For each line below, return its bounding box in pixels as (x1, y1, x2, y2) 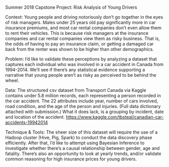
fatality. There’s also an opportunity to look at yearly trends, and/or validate (5, 151, 161, 156)
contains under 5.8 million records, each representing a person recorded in (5, 93, 161, 98)
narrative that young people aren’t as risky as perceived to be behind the (5, 72, 156, 78)
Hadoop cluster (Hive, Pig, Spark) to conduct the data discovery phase (5, 135, 152, 140)
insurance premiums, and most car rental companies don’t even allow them (5, 25, 161, 31)
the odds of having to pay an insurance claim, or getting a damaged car (5, 41, 154, 47)
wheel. (5, 78, 19, 83)
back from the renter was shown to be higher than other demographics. (5, 46, 154, 52)
